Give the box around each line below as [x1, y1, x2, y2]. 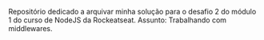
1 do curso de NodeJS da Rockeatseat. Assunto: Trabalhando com [8, 15, 226, 25]
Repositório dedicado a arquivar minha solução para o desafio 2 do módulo [8, 7, 257, 16]
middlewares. [8, 24, 54, 33]
